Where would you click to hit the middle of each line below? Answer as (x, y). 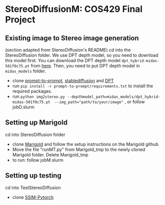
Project (20, 20)
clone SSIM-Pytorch (33, 197)
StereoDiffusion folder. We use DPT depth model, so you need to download (82, 55)
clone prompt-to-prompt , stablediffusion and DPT (63, 81)
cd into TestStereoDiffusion (33, 188)
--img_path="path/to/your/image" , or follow (100, 102)
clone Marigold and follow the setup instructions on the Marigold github (85, 144)
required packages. (32, 91)
